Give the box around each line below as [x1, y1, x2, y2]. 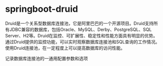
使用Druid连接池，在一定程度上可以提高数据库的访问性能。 [5, 45, 125, 51]
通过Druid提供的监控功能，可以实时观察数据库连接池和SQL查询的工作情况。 [5, 38, 160, 45]
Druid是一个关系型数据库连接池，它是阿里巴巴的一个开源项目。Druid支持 [5, 20, 154, 26]
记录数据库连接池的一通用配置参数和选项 [5, 55, 88, 61]
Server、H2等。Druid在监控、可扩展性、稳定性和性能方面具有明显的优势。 [5, 33, 158, 38]
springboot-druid [5, 3, 79, 15]
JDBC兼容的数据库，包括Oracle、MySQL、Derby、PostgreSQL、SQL [9, 26, 152, 33]
